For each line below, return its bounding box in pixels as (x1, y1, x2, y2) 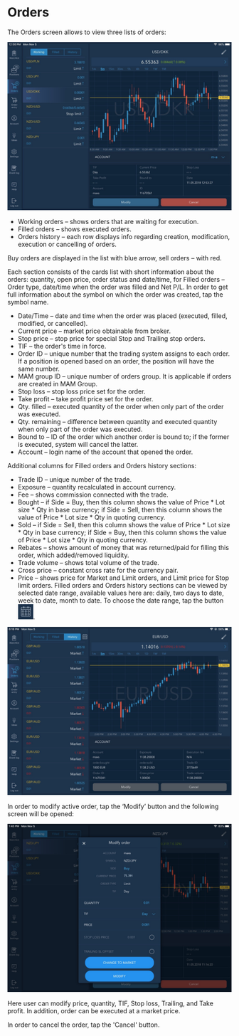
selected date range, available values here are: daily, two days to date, (17, 588, 224, 597)
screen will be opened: (7, 809, 75, 818)
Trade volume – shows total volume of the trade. (17, 558, 160, 566)
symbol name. (7, 297, 49, 306)
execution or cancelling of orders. (17, 240, 117, 248)
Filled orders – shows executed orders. (17, 225, 132, 233)
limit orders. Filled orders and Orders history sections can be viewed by (17, 581, 228, 589)
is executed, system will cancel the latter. (17, 440, 139, 448)
